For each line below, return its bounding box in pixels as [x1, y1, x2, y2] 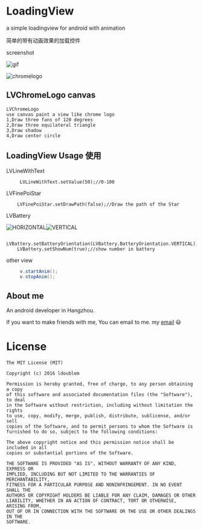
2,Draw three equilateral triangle [6, 122, 96, 128]
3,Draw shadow [6, 127, 42, 133]
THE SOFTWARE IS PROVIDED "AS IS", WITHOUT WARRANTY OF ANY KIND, [6, 461, 177, 467]
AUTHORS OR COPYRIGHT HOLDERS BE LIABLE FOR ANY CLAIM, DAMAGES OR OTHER [6, 492, 196, 498]
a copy [6, 386, 23, 392]
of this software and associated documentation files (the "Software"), [6, 392, 193, 398]
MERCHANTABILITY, [6, 477, 50, 483]
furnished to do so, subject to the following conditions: [6, 429, 158, 435]
